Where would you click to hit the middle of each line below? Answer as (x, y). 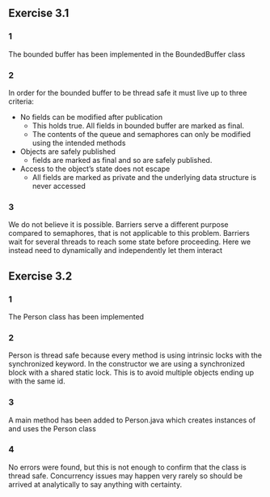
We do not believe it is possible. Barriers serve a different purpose (118, 225)
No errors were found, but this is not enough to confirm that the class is (127, 467)
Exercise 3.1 (39, 13)
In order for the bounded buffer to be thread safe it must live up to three (128, 92)
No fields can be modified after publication (91, 117)
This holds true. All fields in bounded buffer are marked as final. (138, 126)
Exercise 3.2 (40, 276)
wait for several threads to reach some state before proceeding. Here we (130, 242)
